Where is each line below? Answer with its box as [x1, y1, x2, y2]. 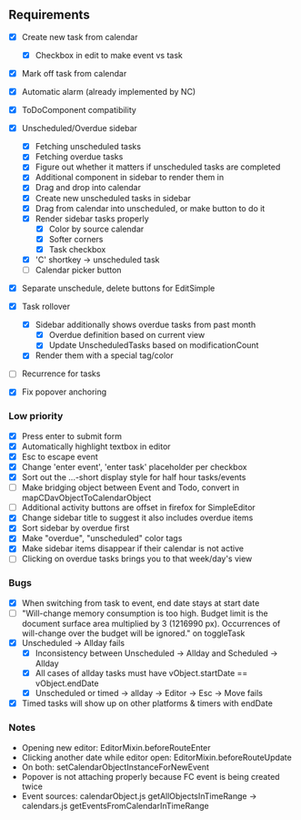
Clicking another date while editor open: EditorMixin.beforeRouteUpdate [21, 752, 292, 763]
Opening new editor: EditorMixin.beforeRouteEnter [21, 742, 211, 753]
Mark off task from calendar [21, 67, 127, 78]
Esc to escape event [21, 451, 99, 462]
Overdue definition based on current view [48, 330, 206, 341]
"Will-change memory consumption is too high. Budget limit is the [21, 608, 269, 619]
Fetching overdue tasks [35, 151, 124, 162]
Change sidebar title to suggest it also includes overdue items [21, 512, 254, 523]
